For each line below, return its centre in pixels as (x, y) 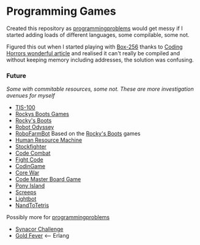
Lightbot (26, 199)
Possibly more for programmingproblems (58, 217)
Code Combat (33, 153)
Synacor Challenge (39, 229)
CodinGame (30, 166)
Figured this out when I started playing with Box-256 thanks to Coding (94, 47)
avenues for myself (31, 96)
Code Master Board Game (48, 179)
